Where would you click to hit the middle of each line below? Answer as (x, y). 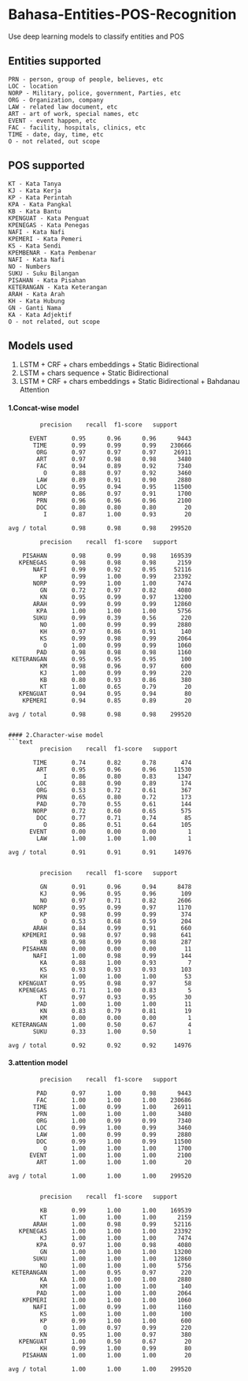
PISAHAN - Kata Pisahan (47, 280)
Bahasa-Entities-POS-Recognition (122, 15)
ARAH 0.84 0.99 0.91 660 (112, 928)
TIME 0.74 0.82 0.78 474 (112, 762)
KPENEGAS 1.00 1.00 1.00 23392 (105, 1231)
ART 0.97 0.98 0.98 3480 (114, 459)
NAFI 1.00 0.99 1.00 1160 (112, 1307)
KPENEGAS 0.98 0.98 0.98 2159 (105, 562)
